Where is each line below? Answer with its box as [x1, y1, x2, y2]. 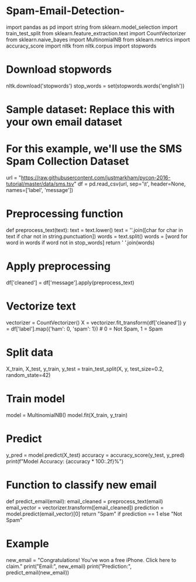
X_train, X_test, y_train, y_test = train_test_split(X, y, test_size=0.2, [6, 365, 164, 372]
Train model [6, 392, 66, 405]
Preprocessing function [6, 207, 123, 221]
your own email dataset [6, 116, 123, 129]
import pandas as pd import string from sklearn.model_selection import [6, 23, 178, 31]
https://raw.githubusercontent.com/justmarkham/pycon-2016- [20, 174, 171, 181]
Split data [6, 346, 54, 359]
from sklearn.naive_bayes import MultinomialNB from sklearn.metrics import [6, 36, 190, 43]
